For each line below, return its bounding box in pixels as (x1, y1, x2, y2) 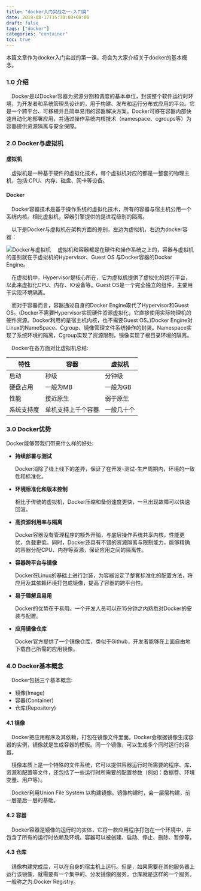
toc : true (6, 37, 31, 43)
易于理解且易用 (14, 592, 52, 599)
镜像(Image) (14, 689, 45, 696)
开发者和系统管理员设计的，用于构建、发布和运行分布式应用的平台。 (22, 100, 190, 107)
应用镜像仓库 (14, 625, 47, 632)
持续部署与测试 (14, 452, 52, 459)
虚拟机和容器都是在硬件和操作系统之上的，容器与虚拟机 (57, 246, 194, 253)
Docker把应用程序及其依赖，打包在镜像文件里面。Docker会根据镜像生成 (11, 734, 188, 741)
